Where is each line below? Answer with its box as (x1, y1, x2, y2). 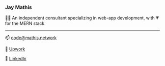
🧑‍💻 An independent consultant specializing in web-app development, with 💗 (5, 15, 159, 21)
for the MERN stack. (5, 21, 46, 26)
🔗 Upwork (5, 46, 26, 52)
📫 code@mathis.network (5, 35, 57, 41)
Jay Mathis (5, 4, 32, 11)
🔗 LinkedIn (5, 56, 27, 62)
